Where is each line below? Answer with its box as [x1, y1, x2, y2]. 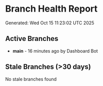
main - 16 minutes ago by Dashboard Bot [12, 48, 98, 54]
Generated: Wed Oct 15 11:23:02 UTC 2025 [5, 20, 94, 26]
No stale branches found [5, 76, 57, 82]
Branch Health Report [5, 3, 98, 15]
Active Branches [5, 34, 59, 43]
